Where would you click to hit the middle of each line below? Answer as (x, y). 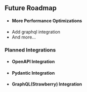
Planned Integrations (30, 50)
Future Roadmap (31, 8)
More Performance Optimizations (47, 21)
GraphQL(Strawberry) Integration (47, 84)
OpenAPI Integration (33, 62)
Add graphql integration (36, 32)
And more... (24, 37)
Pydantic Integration (33, 73)
